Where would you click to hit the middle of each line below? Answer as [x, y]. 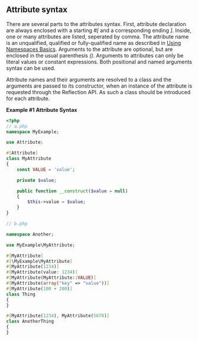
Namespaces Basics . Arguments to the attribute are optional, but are [90, 49]
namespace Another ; [30, 234]
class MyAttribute [29, 159]
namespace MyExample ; [33, 132]
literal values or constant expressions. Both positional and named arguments [99, 62]
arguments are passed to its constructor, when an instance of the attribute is [99, 86]
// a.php [17, 126]
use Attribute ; [25, 142]
